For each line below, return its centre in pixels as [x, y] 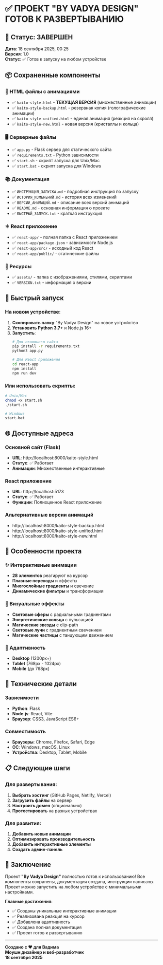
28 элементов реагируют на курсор [50, 575]
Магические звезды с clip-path [45, 625]
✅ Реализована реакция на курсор [48, 916]
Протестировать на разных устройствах [55, 811]
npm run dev [24, 373]
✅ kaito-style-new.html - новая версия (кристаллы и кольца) [75, 124]
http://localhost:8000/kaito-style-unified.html [57, 531]
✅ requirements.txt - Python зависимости [55, 155]
